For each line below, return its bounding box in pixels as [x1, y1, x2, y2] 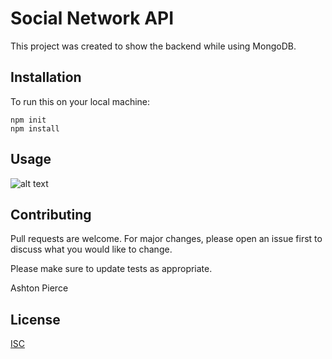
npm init [10, 115, 47, 125]
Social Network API [10, 7, 175, 30]
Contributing [10, 206, 92, 223]
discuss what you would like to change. [10, 243, 173, 256]
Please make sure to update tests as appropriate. [10, 263, 213, 275]
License [10, 311, 61, 328]
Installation [10, 69, 82, 86]
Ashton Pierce [10, 282, 69, 294]
